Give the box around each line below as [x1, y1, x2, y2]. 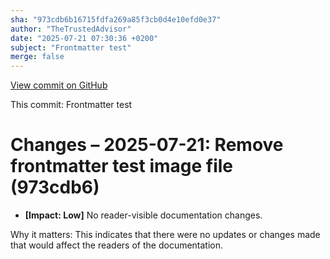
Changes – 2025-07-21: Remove [10, 134, 284, 156]
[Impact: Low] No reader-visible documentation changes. [24, 209, 263, 221]
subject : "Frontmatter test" [10, 42, 132, 53]
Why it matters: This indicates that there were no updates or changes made [10, 229, 321, 241]
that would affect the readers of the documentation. [10, 239, 224, 251]
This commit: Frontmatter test [10, 99, 133, 111]
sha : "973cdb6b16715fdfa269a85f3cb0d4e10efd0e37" [10, 14, 222, 25]
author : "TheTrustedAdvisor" [10, 24, 132, 34]
